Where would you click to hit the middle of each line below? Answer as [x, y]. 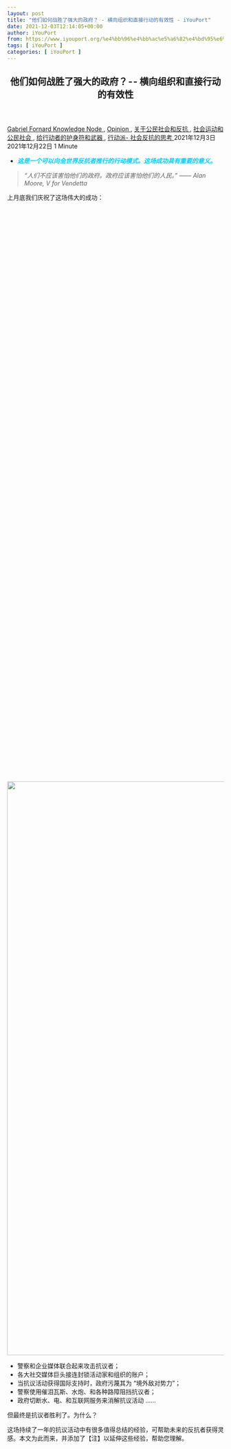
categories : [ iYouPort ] [44, 52]
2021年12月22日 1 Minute [42, 146]
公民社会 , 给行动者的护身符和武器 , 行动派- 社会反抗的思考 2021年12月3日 [111, 138]
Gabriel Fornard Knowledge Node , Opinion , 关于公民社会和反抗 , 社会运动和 [115, 129]
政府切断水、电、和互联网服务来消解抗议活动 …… [86, 1401]
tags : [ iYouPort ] [35, 45]
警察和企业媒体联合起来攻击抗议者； [68, 1366]
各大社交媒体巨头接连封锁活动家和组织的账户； [83, 1375]
